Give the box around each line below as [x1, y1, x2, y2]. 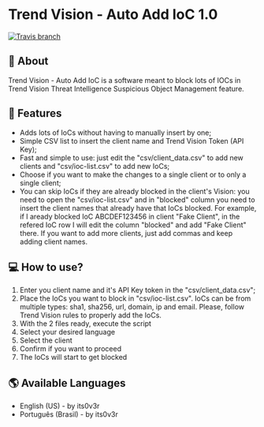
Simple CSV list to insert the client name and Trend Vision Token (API [19, 136, 244, 145]
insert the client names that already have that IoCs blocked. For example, [19, 203, 257, 212]
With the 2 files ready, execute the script [19, 319, 152, 328]
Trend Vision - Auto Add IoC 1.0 [8, 6, 218, 24]
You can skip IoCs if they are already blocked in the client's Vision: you [19, 186, 250, 196]
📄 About [8, 54, 49, 68]
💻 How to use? [8, 260, 84, 274]
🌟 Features [8, 107, 62, 120]
